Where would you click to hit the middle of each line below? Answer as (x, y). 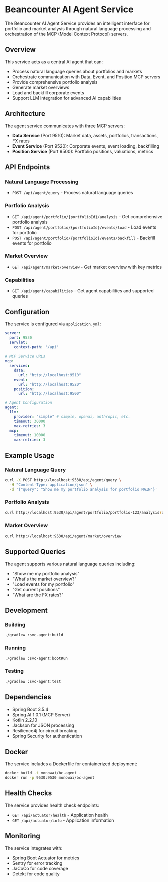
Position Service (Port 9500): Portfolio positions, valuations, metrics (83, 151)
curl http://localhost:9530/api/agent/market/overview (63, 536)
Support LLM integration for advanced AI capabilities (67, 98)
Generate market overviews (41, 87)
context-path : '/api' (36, 347)
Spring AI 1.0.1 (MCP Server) (41, 715)
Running (16, 648)
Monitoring (23, 836)
